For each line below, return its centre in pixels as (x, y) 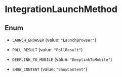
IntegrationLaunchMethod (61, 9)
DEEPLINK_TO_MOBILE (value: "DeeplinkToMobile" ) (62, 59)
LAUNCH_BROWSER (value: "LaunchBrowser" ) (54, 40)
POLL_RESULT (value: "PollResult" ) (47, 50)
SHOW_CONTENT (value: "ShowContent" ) (50, 69)
